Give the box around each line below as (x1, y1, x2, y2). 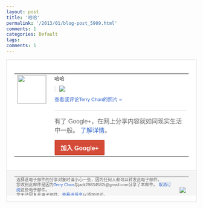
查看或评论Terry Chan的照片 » (54, 96, 122, 103)
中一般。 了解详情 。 (54, 126, 111, 134)
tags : (6, 37, 20, 43)
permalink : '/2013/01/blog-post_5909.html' (6, 20, 118, 26)
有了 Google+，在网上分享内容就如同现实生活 (54, 117, 182, 125)
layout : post (6, 8, 39, 15)
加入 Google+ (60, 145, 99, 152)
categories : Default (6, 31, 59, 37)
